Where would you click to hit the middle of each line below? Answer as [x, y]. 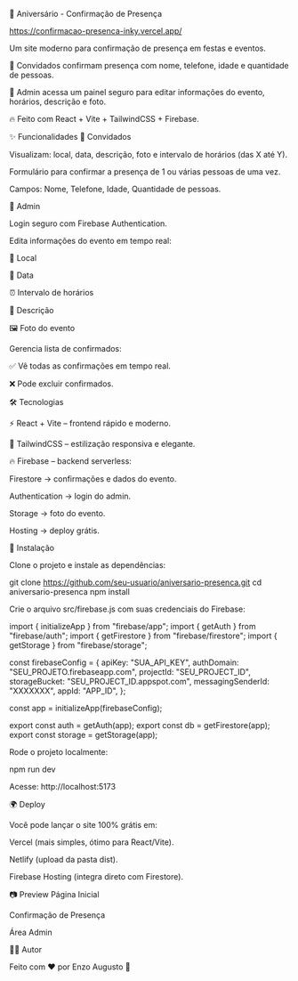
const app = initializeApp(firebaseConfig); [86, 708]
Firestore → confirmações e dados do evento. [93, 479]
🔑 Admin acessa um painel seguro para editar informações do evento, [137, 92]
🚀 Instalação [32, 548]
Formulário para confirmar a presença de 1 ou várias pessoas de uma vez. [145, 172]
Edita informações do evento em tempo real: [90, 241]
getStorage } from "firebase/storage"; [78, 645]
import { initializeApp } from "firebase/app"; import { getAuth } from [133, 626]
